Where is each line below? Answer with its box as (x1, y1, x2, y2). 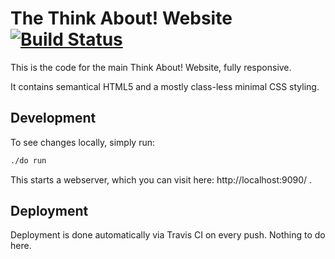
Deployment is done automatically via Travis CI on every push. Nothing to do (10, 229, 326, 241)
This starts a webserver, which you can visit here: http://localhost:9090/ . (10, 173, 313, 186)
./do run (10, 155, 47, 166)
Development (10, 110, 97, 127)
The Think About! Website (10, 7, 233, 30)
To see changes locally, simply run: (10, 136, 155, 148)
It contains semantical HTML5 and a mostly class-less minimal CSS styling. (10, 80, 320, 92)
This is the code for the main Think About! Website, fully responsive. (10, 61, 292, 73)
